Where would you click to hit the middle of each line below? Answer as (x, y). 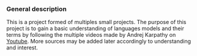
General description (37, 9)
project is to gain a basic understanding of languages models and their (95, 28)
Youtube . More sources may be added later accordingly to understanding (99, 42)
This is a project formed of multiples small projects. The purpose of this (96, 22)
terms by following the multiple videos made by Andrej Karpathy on (91, 35)
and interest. (22, 48)
